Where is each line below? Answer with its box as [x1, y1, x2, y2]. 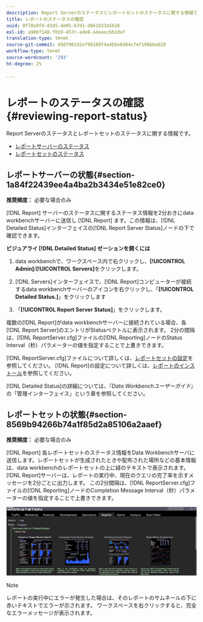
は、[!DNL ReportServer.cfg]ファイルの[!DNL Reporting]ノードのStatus [6, 334, 182, 341]
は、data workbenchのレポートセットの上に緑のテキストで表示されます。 [6, 464, 189, 471]
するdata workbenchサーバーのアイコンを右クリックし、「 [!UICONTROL [14, 286, 195, 293]
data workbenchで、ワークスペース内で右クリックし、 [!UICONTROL [14, 258, 185, 265]
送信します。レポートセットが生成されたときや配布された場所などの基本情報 [6, 457, 196, 464]
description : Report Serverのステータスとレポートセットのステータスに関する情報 [6, 10, 194, 16]
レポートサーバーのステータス [14, 143, 89, 150]
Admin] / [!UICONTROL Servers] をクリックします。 [14, 265, 142, 272]
